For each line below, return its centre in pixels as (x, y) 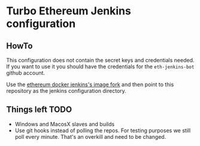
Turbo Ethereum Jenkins (69, 11)
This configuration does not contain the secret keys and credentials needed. (100, 60)
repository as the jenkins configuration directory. (66, 91)
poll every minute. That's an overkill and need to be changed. (90, 136)
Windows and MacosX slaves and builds (65, 124)
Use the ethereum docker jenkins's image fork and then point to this (90, 84)
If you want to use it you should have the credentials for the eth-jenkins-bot (100, 66)
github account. (26, 73)
